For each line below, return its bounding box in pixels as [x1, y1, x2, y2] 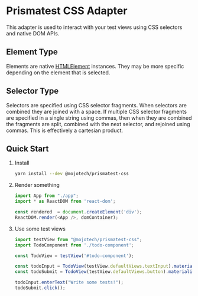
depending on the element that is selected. [6, 69, 111, 76]
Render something [14, 182, 60, 189]
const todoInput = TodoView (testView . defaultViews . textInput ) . [14, 264, 174, 269]
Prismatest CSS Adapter [6, 4, 128, 18]
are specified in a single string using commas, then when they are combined [6, 114, 192, 121]
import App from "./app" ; [14, 193, 79, 199]
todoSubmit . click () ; [14, 285, 66, 291]
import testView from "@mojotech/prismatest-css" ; [14, 236, 142, 242]
